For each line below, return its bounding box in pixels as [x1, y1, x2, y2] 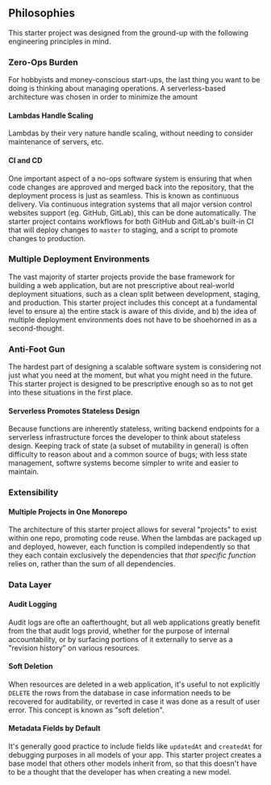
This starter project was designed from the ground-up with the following [8, 27, 248, 37]
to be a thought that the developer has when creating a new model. [8, 766, 232, 777]
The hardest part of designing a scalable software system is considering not [8, 362, 262, 372]
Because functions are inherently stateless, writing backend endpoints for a [8, 424, 260, 434]
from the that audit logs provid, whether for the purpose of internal [8, 625, 230, 636]
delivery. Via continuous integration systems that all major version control [8, 199, 252, 209]
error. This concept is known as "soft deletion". [8, 705, 165, 715]
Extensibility [8, 487, 59, 499]
